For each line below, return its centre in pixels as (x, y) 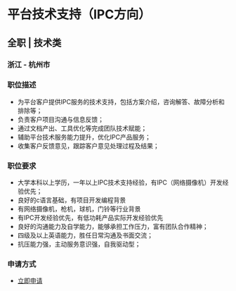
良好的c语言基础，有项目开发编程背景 (72, 200)
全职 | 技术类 (34, 43)
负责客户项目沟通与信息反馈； (60, 119)
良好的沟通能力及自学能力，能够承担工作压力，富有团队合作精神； (113, 227)
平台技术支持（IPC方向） (79, 14)
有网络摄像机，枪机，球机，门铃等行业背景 (79, 209)
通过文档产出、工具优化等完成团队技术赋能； (82, 128)
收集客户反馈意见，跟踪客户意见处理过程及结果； (88, 146)
